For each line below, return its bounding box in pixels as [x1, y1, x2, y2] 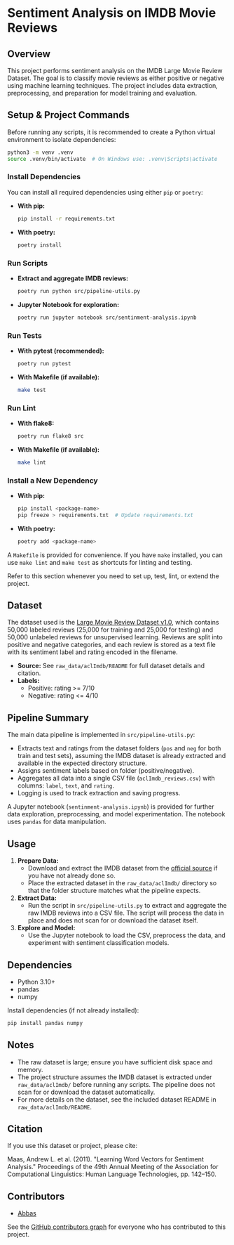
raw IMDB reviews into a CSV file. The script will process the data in [27, 908, 224, 918]
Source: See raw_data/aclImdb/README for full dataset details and [17, 662, 205, 670]
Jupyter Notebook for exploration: [17, 300, 120, 308]
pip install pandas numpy [7, 1019, 83, 1026]
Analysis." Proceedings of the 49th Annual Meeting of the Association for [7, 1163, 219, 1171]
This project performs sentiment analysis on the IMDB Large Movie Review [7, 67, 223, 74]
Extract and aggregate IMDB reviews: [17, 274, 129, 282]
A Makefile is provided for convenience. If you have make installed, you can [7, 550, 223, 559]
